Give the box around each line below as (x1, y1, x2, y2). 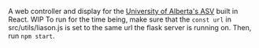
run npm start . (8, 31, 55, 40)
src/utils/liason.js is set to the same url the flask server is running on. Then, (8, 23, 252, 32)
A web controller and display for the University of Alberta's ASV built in (8, 7, 239, 15)
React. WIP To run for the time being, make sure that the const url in (8, 15, 232, 24)
